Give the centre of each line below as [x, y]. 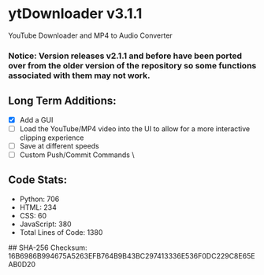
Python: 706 [39, 199]
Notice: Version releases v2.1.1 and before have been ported [125, 56]
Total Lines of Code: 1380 [61, 232]
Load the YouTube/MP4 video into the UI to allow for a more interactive [135, 128]
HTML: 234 [38, 207]
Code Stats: [38, 180]
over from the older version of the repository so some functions [132, 65]
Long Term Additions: [62, 101]
